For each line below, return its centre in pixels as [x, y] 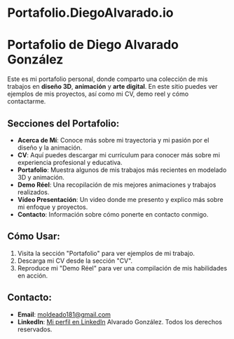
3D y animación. [41, 177]
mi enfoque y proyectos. [53, 207]
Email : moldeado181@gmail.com [64, 314]
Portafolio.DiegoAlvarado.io [90, 13]
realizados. [33, 192]
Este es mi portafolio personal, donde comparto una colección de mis [108, 79]
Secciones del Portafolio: [63, 123]
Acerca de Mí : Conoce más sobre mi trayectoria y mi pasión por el [113, 140]
